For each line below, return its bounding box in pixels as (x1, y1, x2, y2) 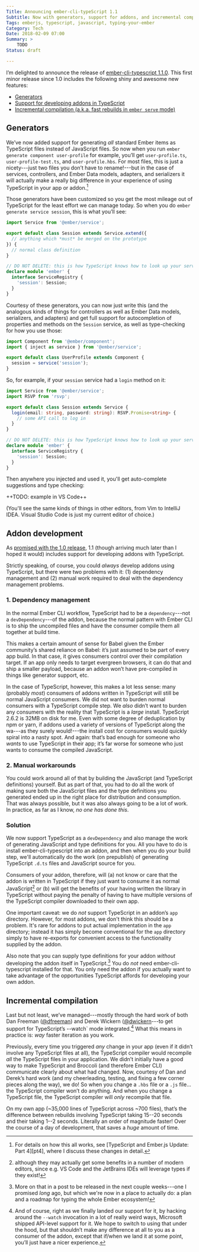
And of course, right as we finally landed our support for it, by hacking (14, 1207, 187, 1214)
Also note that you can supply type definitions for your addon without (6, 952, 176, 959)
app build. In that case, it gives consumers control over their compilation (6, 652, 182, 660)
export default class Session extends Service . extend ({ (6, 230, 147, 237)
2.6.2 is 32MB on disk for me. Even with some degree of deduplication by (6, 714, 185, 721)
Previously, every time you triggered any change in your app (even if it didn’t (6, 1043, 193, 1050)
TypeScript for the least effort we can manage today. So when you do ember (6, 202, 191, 209)
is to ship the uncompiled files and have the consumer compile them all (6, 622, 179, 629)
